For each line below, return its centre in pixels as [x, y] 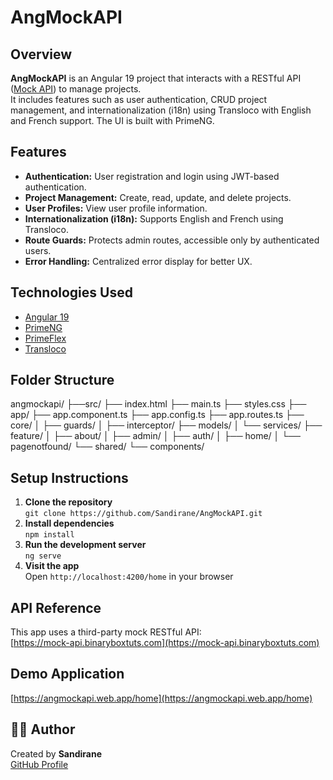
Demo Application [67, 674]
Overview [41, 54]
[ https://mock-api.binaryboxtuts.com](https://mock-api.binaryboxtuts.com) [165, 643]
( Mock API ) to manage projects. [76, 89]
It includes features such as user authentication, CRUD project [139, 99]
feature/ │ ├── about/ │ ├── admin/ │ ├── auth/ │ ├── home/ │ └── [156, 436]
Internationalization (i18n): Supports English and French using [154, 218]
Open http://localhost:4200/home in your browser [129, 577]
